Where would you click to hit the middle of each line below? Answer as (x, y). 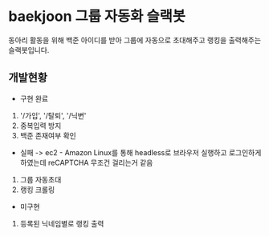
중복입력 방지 (41, 126)
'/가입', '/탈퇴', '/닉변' (53, 115)
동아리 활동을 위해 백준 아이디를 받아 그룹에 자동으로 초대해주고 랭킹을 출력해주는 (135, 40)
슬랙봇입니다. (29, 50)
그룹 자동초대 (41, 179)
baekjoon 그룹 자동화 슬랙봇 (97, 16)
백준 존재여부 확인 (48, 135)
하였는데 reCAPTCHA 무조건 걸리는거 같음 (86, 162)
